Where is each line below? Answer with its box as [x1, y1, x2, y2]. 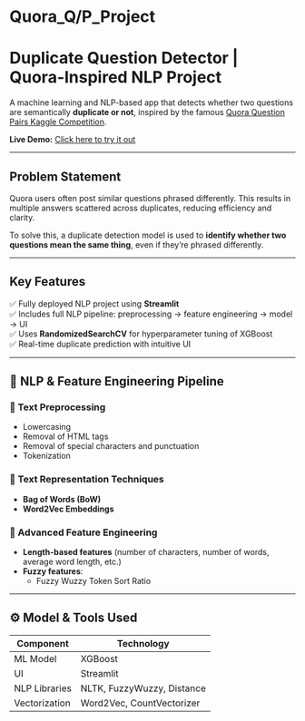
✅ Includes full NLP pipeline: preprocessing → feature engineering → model [9, 308, 293, 319]
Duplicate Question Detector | [9, 48, 239, 69]
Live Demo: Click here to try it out [9, 134, 136, 145]
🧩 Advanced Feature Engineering [9, 526, 158, 539]
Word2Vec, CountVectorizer [80, 697, 201, 709]
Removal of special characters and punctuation [22, 441, 200, 452]
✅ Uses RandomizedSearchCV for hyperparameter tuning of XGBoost [9, 328, 273, 339]
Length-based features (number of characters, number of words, [22, 547, 270, 558]
